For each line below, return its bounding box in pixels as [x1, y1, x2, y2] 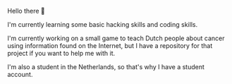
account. [7, 71, 33, 78]
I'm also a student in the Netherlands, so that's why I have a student [7, 63, 204, 71]
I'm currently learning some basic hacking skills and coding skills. [7, 20, 198, 28]
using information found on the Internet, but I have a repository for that [7, 42, 213, 49]
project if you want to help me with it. [7, 49, 116, 57]
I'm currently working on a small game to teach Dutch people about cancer [7, 34, 225, 42]
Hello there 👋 [7, 7, 46, 15]
